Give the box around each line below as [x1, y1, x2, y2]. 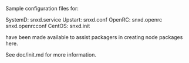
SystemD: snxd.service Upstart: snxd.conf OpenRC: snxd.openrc [5, 16, 163, 23]
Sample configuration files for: [5, 5, 79, 12]
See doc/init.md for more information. [5, 51, 96, 58]
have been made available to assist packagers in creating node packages [5, 34, 183, 40]
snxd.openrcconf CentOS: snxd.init [5, 23, 90, 29]
